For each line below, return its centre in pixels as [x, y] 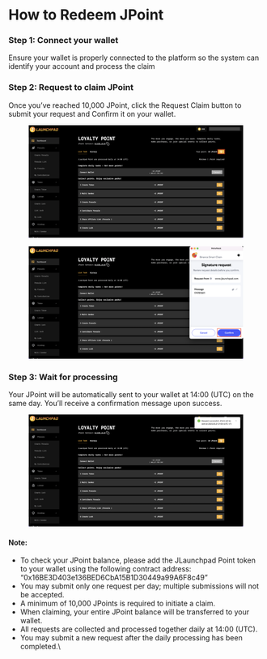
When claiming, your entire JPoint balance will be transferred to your [135, 612]
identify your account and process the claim [82, 66]
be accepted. [42, 595]
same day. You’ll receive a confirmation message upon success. [115, 403]
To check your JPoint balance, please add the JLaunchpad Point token [138, 560]
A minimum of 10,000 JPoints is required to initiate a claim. [118, 603]
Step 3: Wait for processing [64, 377]
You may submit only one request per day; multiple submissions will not [140, 586]
